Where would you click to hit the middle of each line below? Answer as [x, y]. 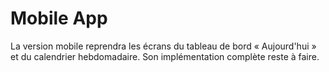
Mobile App [59, 18]
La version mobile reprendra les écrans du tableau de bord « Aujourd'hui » [163, 46]
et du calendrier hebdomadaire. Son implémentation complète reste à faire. [165, 56]
